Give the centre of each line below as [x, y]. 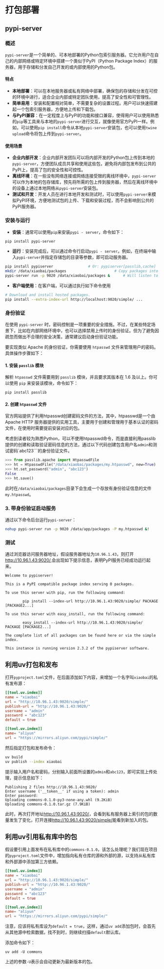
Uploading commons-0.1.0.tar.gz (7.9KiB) [48, 804]
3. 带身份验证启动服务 [31, 508]
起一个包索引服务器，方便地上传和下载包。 [55, 109]
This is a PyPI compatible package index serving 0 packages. [70, 584]
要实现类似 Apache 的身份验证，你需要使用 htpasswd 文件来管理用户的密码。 [82, 347]
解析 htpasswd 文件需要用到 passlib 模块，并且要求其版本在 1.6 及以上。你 [79, 377]
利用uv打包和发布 [31, 665]
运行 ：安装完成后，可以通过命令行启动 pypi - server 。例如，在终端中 [82, 251]
